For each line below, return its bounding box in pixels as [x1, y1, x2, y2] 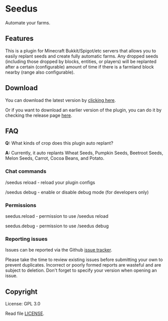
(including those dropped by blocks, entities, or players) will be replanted [5, 58, 157, 65]
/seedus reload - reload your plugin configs [5, 179, 96, 185]
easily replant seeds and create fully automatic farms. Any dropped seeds [5, 53, 158, 59]
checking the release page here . [5, 112, 72, 118]
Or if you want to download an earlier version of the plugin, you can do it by [5, 107, 162, 113]
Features [5, 34, 34, 43]
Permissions [5, 202, 37, 209]
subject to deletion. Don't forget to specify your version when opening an [5, 268, 157, 274]
